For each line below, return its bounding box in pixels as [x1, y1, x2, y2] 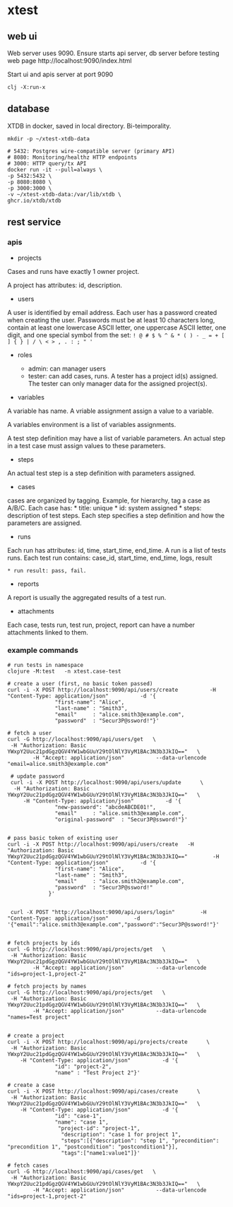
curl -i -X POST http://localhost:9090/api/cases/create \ [7, 1088, 201, 1095]
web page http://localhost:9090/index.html [7, 56, 132, 65]
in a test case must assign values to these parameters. [7, 441, 166, 450]
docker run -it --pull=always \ [7, 166, 102, 173]
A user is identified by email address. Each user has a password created [7, 308, 217, 316]
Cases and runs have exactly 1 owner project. [7, 267, 140, 275]
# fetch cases [7, 1162, 49, 1169]
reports [17, 580, 40, 588]
